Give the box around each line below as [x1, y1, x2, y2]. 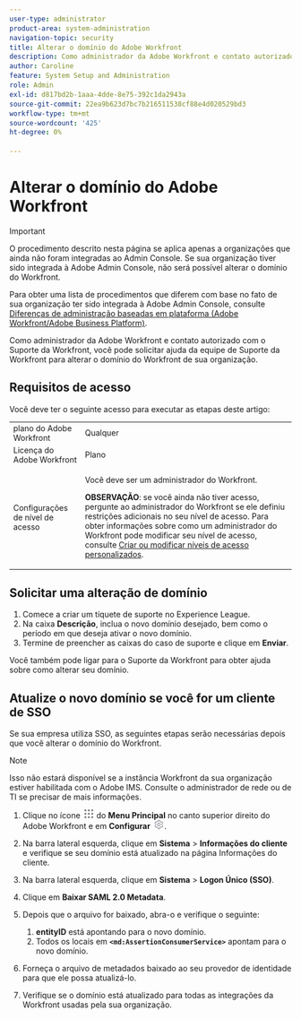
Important [9, 225, 46, 237]
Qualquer [84, 427, 119, 438]
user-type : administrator [9, 14, 106, 23]
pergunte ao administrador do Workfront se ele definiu [84, 502, 285, 512]
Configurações [13, 502, 69, 513]
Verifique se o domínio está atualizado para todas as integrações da [21, 990, 274, 1001]
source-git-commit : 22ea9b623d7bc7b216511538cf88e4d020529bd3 [9, 99, 246, 108]
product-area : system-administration [9, 23, 150, 33]
